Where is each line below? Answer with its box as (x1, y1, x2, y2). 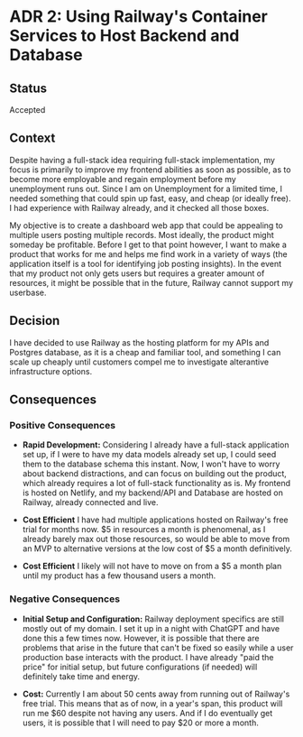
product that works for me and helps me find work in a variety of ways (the (9, 248, 288, 259)
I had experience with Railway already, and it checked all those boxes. (9, 202, 270, 213)
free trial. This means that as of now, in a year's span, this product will (22, 697, 283, 709)
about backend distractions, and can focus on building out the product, (22, 468, 287, 479)
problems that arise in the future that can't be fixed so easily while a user (22, 642, 294, 653)
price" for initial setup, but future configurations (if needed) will (22, 661, 258, 672)
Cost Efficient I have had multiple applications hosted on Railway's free (22, 514, 289, 525)
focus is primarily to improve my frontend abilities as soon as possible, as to (9, 164, 291, 175)
